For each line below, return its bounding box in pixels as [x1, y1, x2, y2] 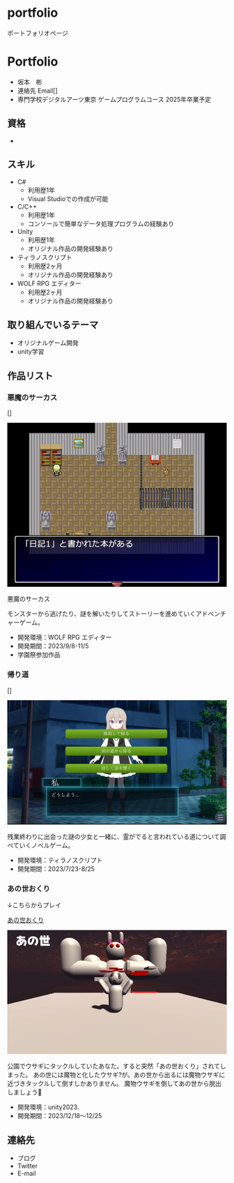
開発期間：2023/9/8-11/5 [17, 642, 89, 650]
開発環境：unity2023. [17, 1103, 79, 1111]
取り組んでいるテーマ [7, 319, 99, 331]
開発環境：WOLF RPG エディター [17, 633, 112, 641]
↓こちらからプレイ [7, 901, 61, 909]
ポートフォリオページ [7, 29, 68, 37]
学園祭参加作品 [17, 650, 61, 659]
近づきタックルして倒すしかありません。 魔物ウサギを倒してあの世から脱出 [7, 1080, 221, 1088]
